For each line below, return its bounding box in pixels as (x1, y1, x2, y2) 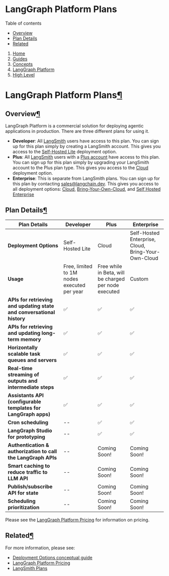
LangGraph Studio (8, 427, 52, 434)
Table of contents (5, 20, 42, 26)
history (8, 315, 26, 322)
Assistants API (8, 392, 44, 399)
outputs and (8, 377, 38, 384)
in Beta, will (97, 269, 125, 276)
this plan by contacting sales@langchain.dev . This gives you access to (12, 180, 159, 187)
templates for (8, 404, 41, 411)
